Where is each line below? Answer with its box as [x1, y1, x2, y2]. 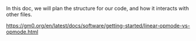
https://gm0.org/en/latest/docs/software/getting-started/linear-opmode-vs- [6, 23, 190, 29]
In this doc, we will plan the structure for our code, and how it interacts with [6, 5, 190, 12]
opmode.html [6, 28, 38, 35]
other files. [6, 11, 32, 18]
